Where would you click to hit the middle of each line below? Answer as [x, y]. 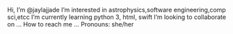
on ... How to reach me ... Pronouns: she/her [71, 24]
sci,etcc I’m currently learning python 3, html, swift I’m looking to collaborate [117, 17]
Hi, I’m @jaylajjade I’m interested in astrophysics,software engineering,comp [116, 10]
